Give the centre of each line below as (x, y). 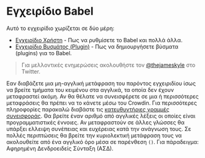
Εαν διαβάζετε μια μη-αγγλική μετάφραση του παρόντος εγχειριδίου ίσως (101, 83)
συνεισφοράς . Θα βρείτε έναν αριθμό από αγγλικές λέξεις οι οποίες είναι (101, 116)
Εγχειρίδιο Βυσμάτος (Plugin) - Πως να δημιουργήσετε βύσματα (97, 47)
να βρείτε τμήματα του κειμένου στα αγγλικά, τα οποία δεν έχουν (90, 89)
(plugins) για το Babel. (43, 53)
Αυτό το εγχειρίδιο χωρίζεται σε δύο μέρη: (60, 28)
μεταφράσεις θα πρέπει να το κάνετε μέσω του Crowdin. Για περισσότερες (102, 103)
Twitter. (31, 71)
